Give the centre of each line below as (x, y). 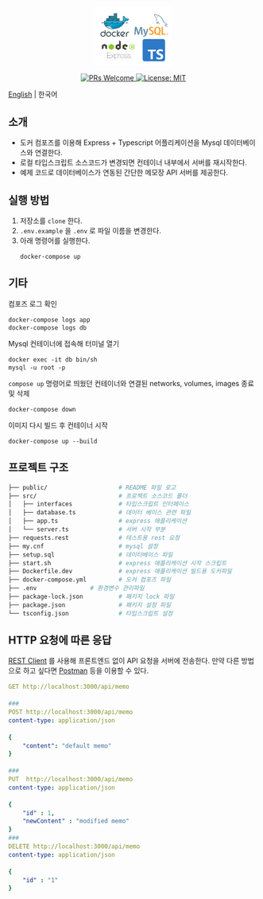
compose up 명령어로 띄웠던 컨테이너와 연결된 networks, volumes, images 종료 (131, 383)
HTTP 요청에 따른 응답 (60, 641)
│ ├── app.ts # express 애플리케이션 (98, 521)
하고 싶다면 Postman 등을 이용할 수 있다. (86, 670)
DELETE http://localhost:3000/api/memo (74, 846)
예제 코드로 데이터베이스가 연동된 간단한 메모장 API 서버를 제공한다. (124, 173)
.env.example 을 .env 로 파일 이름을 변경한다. (90, 231)
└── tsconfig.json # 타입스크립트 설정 (91, 613)
